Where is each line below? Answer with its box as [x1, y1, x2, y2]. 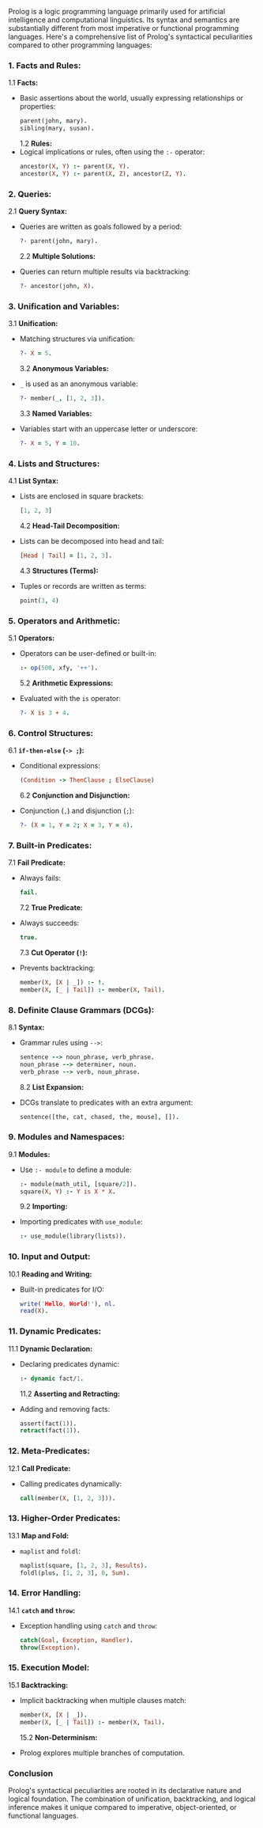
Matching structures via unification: [19, 334, 136, 343]
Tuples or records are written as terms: [19, 581, 147, 590]
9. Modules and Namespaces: [8, 1132, 125, 1143]
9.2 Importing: [19, 1202, 68, 1212]
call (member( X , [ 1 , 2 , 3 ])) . [19, 1494, 116, 1502]
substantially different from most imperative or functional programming [8, 24, 239, 32]
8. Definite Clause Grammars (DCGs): [8, 1004, 155, 1015]
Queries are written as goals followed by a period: [19, 222, 182, 232]
